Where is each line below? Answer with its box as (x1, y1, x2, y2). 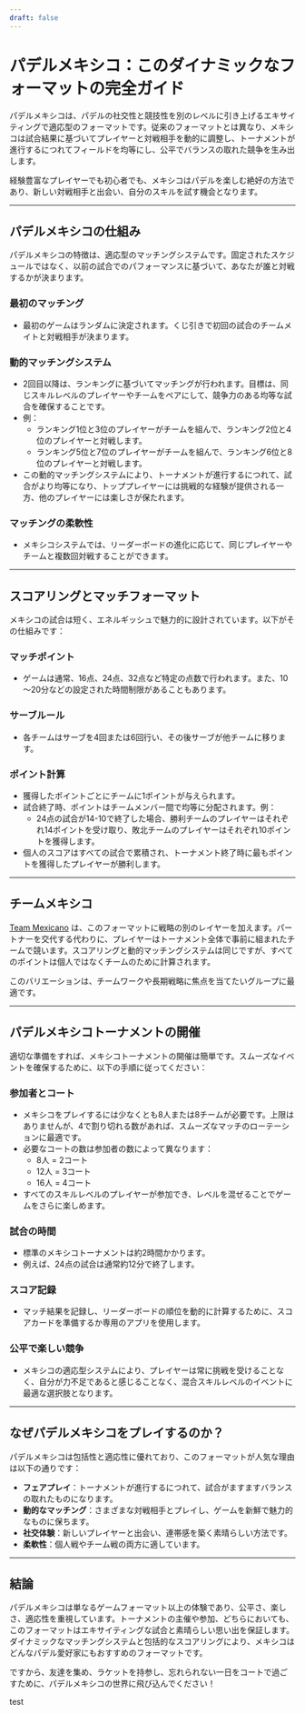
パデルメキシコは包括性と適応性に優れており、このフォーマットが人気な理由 (9, 1451, 295, 1462)
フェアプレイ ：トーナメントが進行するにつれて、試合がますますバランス (22, 1481, 293, 1492)
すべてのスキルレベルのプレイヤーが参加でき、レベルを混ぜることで (22, 1188, 276, 1199)
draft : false (9, 13, 59, 23)
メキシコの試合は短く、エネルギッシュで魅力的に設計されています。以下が (9, 615, 288, 626)
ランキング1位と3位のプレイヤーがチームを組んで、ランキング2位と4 (35, 424, 292, 435)
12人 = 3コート (35, 1166, 92, 1177)
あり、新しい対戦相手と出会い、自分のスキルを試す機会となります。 (9, 185, 263, 196)
